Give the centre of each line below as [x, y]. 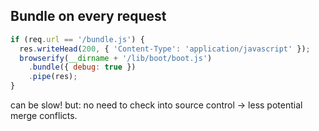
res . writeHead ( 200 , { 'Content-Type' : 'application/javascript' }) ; [165, 49]
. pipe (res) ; [53, 77]
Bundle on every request [88, 16]
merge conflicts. [44, 116]
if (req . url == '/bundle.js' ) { [77, 39]
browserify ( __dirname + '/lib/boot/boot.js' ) [116, 58]
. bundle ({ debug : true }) [82, 67]
